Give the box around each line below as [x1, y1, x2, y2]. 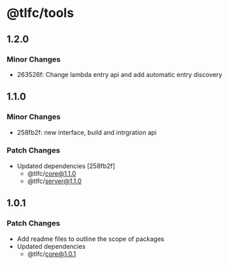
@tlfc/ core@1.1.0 [27, 169, 76, 177]
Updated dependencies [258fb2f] [16, 161, 116, 170]
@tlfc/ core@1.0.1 [27, 249, 76, 258]
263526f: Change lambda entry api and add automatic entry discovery [16, 70, 223, 78]
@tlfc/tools [6, 5, 74, 21]
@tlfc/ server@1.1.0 [27, 177, 82, 185]
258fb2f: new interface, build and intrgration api [16, 128, 157, 136]
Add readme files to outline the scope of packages [16, 235, 165, 243]
